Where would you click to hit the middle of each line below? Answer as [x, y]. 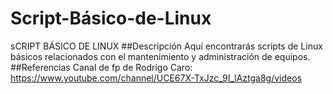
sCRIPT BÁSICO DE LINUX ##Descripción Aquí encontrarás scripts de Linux [166, 46]
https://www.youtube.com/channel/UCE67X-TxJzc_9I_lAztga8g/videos [156, 78]
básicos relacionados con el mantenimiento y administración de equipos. [160, 56]
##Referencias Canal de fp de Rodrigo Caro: [101, 67]
